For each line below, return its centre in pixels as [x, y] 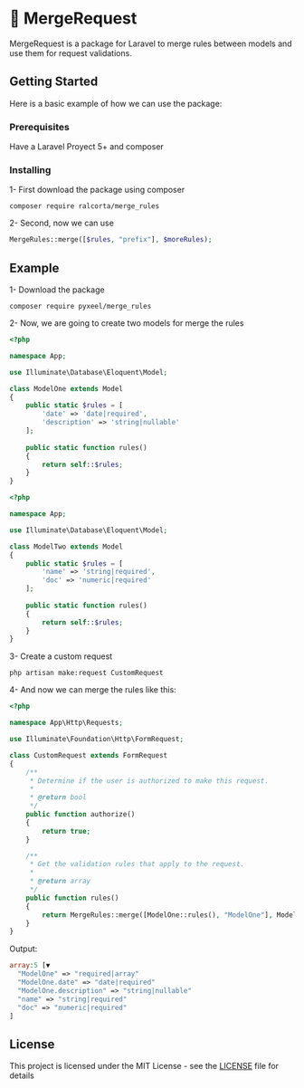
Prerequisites [39, 127]
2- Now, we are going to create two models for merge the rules [127, 323]
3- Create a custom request [61, 656]
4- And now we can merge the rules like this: [93, 690]
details [22, 1075]
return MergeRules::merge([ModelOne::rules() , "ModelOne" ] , [157, 915]
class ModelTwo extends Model [66, 547]
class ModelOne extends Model [66, 388]
